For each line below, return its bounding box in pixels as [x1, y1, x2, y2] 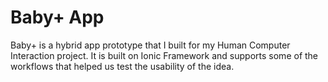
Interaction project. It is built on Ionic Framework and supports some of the [10, 49, 319, 61]
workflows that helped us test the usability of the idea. [10, 60, 235, 72]
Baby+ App [10, 6, 105, 29]
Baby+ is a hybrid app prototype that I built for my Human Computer [10, 39, 291, 51]
